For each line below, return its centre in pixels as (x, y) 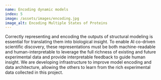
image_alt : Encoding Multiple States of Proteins (56, 23)
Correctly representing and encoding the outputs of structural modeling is (79, 37)
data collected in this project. (34, 72)
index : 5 (14, 14)
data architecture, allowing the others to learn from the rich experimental (78, 67)
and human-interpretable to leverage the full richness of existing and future (80, 52)
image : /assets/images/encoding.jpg (42, 18)
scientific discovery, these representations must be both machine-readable (80, 47)
